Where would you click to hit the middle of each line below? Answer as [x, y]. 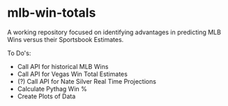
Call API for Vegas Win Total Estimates [72, 74]
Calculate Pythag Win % [52, 89]
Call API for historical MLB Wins [63, 66]
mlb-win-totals [52, 13]
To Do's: [19, 53]
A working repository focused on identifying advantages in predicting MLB [114, 32]
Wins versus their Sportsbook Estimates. [66, 39]
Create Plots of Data [46, 96]
